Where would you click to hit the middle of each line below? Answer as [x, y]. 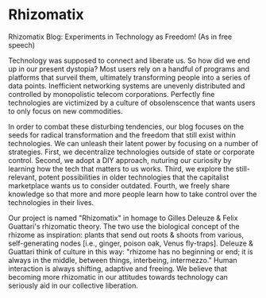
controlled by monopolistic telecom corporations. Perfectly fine [112, 94]
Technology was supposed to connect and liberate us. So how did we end [129, 60]
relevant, [23, 177]
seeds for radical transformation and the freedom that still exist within [122, 135]
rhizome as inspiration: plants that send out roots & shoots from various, [126, 234]
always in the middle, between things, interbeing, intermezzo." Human [123, 260]
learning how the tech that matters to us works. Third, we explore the [121, 168]
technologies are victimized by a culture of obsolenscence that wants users [132, 103]
